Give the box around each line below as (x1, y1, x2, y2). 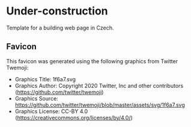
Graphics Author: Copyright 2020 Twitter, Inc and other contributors (14, 82, 184, 89)
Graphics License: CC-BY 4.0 (14, 107, 88, 115)
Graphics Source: (14, 94, 58, 102)
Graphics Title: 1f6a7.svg (14, 75, 76, 82)
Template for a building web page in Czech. (6, 24, 114, 31)
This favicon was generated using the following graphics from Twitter (6, 57, 178, 64)
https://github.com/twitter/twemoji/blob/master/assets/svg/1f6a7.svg (14, 101, 185, 108)
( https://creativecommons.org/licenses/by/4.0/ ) (14, 114, 133, 121)
